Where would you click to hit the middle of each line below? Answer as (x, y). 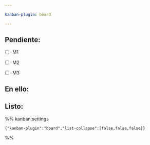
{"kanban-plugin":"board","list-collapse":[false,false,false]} (75, 128)
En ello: (17, 89)
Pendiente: (23, 40)
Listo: (14, 106)
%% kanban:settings (27, 119)
